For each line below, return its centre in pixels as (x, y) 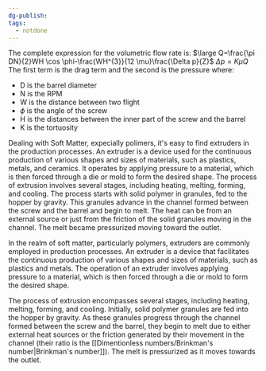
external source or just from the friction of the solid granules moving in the (130, 219)
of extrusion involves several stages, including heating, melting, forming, (127, 185)
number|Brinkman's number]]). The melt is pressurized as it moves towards (132, 352)
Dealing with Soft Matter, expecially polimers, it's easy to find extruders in (129, 143)
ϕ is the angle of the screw (64, 111)
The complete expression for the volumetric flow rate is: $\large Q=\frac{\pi (132, 53)
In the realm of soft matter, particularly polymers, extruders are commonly (129, 243)
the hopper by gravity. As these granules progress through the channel (124, 318)
